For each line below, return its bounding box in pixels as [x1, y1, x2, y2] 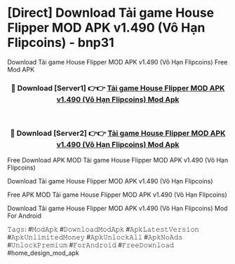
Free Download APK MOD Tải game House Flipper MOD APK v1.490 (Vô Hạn [7, 155, 229, 164]
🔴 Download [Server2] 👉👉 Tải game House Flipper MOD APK [10, 128, 226, 138]
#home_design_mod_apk [7, 249, 79, 257]
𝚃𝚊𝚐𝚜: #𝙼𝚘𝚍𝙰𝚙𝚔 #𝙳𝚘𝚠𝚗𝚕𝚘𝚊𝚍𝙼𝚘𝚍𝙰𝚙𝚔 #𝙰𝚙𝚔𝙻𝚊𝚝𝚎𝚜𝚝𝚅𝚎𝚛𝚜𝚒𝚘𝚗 [7, 225, 200, 233]
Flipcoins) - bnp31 [7, 35, 114, 50]
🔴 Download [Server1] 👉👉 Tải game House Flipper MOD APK [11, 83, 225, 92]
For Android [7, 211, 42, 220]
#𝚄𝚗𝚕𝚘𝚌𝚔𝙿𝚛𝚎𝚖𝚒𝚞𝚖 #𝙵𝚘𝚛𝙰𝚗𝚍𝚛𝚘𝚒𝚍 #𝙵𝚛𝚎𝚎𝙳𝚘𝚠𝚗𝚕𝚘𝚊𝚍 [7, 240, 174, 249]
